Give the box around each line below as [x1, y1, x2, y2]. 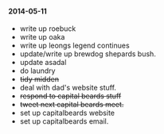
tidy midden [19, 75, 60, 84]
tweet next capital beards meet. [19, 100, 124, 109]
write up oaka [19, 33, 65, 42]
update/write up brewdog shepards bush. [19, 49, 157, 59]
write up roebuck [19, 24, 76, 33]
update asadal [19, 58, 67, 67]
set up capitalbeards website [19, 108, 115, 118]
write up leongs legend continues [19, 40, 130, 51]
